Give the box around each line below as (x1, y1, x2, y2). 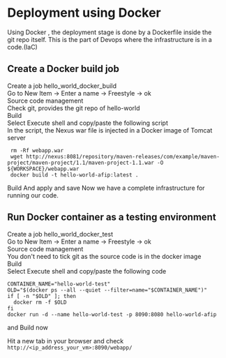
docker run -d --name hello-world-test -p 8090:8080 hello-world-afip (7, 311, 217, 318)
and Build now (7, 323, 49, 331)
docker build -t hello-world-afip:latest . (10, 171, 139, 179)
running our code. (7, 191, 59, 200)
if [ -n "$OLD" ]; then (7, 292, 77, 299)
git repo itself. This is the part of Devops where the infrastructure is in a (7, 35, 213, 43)
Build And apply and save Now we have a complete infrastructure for (7, 184, 205, 192)
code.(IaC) (7, 43, 38, 51)
